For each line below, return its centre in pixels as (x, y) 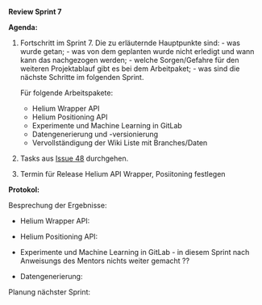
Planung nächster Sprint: (50, 292)
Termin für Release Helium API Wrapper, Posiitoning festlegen (123, 174)
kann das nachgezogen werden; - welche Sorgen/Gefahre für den (129, 60)
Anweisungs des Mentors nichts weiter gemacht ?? (105, 261)
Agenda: (23, 27)
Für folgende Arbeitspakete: (67, 93)
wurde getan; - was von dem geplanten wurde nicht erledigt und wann (137, 51)
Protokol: (24, 190)
